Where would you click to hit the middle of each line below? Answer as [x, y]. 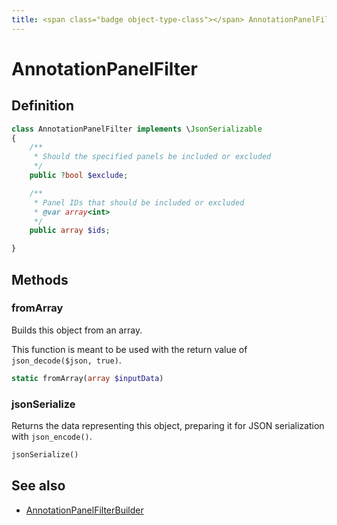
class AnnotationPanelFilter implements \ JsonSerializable [137, 129]
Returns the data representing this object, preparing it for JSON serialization [168, 425]
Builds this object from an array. [77, 330]
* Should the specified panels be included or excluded [152, 157]
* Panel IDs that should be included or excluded [139, 202]
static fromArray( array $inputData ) [87, 378]
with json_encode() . [52, 436]
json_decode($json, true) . [66, 360]
